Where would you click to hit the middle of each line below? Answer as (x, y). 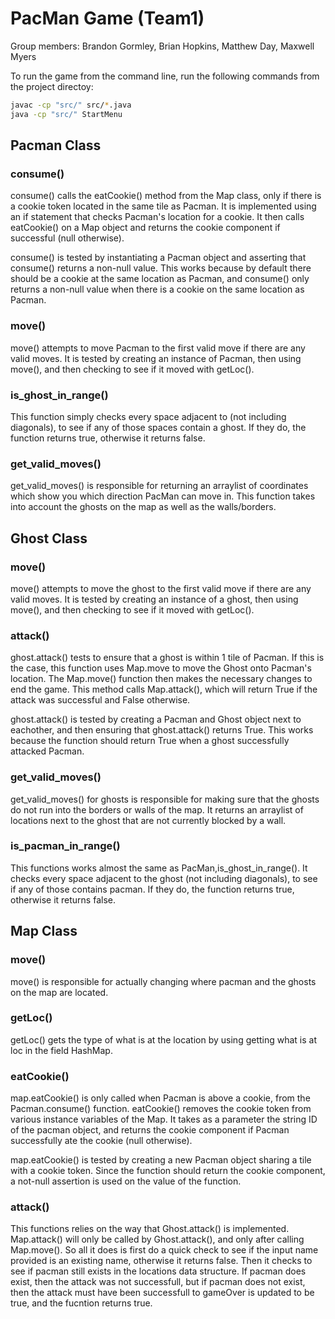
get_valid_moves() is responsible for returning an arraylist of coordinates (159, 486)
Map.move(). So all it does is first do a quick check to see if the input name (164, 1250)
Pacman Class (56, 145)
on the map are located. (59, 992)
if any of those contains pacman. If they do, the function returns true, (152, 889)
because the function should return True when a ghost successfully (150, 741)
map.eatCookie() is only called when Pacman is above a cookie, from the (160, 1098)
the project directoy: (52, 86)
